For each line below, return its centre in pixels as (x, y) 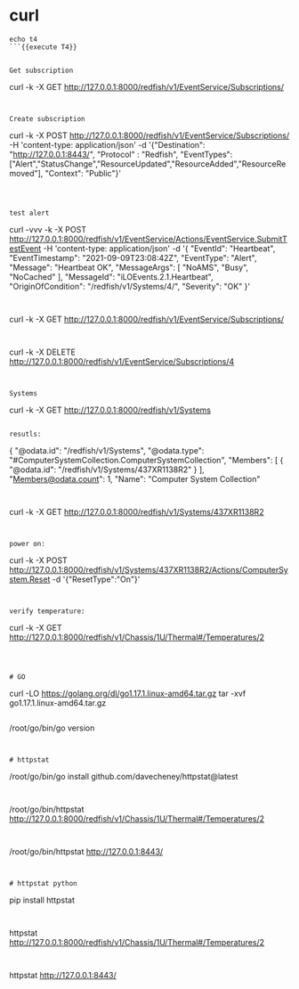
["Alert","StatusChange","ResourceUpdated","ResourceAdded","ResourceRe (148, 163)
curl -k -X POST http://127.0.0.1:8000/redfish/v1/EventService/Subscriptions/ (149, 135)
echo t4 (24, 39)
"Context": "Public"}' (83, 173)
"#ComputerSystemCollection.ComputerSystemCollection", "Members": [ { (146, 460)
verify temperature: (48, 611)
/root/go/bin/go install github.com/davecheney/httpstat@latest (124, 776)
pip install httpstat (42, 900)
